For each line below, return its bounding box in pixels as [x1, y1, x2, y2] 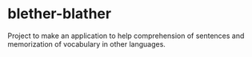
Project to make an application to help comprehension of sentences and [7, 31, 245, 40]
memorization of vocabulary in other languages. [7, 39, 166, 48]
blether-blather [7, 5, 112, 23]
